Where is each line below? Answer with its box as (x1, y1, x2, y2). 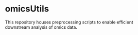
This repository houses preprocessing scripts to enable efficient (5, 19, 134, 25)
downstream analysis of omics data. (5, 24, 78, 30)
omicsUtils (5, 3, 50, 14)
